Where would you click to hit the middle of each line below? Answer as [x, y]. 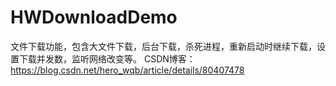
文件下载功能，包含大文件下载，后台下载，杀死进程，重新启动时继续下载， [163, 46]
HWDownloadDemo [94, 17]
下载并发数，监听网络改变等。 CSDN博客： [107, 58]
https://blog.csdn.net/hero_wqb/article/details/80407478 [127, 70]
